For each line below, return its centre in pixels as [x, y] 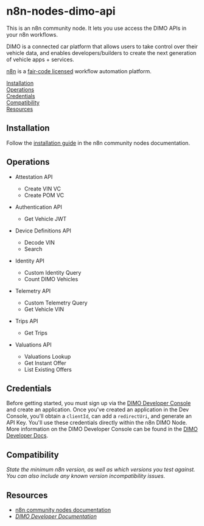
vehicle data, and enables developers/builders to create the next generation [101, 52]
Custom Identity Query [53, 272]
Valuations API [33, 344]
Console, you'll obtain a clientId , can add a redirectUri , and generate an [99, 416]
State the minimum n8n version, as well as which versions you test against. [101, 470]
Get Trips [36, 333]
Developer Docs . [27, 436]
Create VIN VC [42, 189]
